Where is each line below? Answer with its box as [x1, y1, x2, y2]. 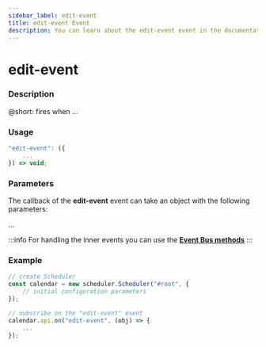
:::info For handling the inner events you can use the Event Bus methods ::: [8, 235, 253, 245]
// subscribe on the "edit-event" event [8, 309, 144, 317]
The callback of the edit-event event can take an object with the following [8, 196, 250, 206]
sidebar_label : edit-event [8, 11, 97, 20]
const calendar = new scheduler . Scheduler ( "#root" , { [8, 280, 190, 288]
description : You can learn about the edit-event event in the [8, 26, 222, 34]
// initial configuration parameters [22, 288, 147, 296]
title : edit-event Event [8, 19, 90, 27]
